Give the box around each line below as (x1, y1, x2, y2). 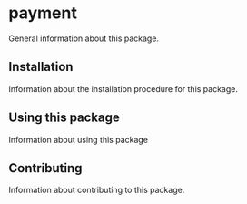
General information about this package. (8, 33, 160, 44)
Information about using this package (8, 134, 149, 145)
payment (8, 3, 78, 24)
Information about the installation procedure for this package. (8, 83, 238, 94)
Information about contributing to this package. (8, 185, 185, 196)
